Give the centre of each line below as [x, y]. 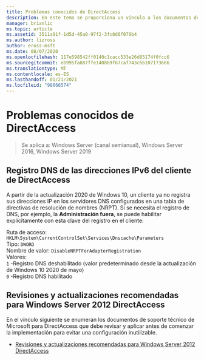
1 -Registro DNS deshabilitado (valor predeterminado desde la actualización [101, 263]
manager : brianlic [29, 23]
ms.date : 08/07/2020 [32, 52]
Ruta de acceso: [27, 232]
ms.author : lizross [31, 40]
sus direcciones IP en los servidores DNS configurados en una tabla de [95, 201]
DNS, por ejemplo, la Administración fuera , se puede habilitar [84, 214]
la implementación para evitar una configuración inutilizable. [82, 332]
